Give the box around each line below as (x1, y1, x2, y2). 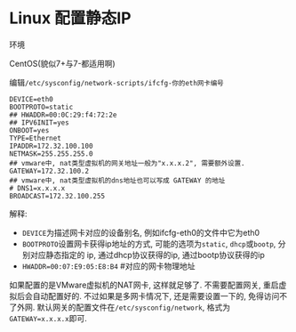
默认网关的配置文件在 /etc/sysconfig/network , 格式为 (36, 302, 231, 312)
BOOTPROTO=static (9, 102, 74, 111)
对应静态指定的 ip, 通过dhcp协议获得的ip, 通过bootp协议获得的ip (29, 249, 265, 260)
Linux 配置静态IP (9, 8, 132, 28)
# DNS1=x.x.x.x (9, 183, 66, 192)
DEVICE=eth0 (9, 94, 53, 103)
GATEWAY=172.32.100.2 (9, 166, 90, 175)
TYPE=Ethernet (9, 134, 62, 142)
